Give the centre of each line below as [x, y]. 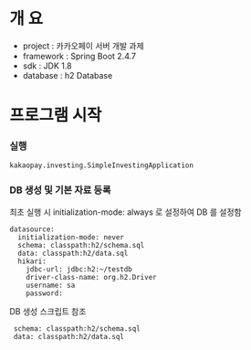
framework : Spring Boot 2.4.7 [79, 56]
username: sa [51, 285]
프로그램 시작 [56, 116]
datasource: [32, 229]
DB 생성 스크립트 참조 [48, 311]
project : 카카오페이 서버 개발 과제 [83, 46]
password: [45, 293]
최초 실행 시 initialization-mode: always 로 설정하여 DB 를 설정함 [125, 212]
